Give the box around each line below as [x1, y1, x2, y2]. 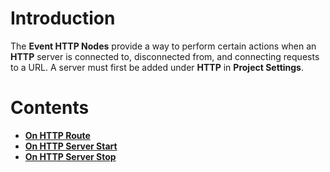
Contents [10, 97, 90, 119]
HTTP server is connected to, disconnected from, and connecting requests [10, 50, 320, 62]
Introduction [10, 7, 116, 30]
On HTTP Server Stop [24, 150, 117, 162]
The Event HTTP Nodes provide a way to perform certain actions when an [10, 40, 317, 52]
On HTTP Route [24, 129, 91, 141]
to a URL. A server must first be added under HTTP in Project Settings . [10, 61, 305, 73]
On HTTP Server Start [24, 140, 118, 152]
